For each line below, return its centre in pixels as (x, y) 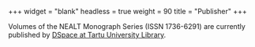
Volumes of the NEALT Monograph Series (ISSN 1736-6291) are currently (127, 26)
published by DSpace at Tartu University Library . (87, 35)
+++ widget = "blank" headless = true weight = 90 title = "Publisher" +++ (127, 11)
